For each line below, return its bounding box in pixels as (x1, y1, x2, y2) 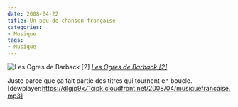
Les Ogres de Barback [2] (91, 63, 168, 71)
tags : (7, 37, 23, 44)
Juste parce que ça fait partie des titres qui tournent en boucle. (7, 77, 193, 85)
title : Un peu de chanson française (7, 17, 116, 24)
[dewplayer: (7, 84, 43, 92)
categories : (7, 23, 43, 30)
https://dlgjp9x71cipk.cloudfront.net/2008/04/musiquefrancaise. (41, 84, 231, 92)
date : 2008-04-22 (7, 10, 59, 18)
